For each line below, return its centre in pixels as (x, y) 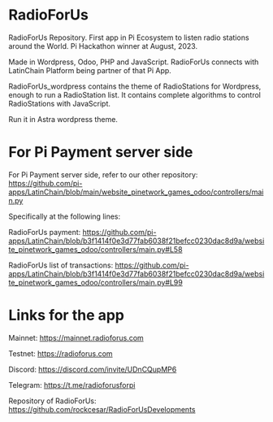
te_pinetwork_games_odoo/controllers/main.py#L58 (95, 249)
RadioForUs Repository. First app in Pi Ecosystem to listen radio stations (129, 37)
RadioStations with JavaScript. (60, 103)
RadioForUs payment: (45, 232)
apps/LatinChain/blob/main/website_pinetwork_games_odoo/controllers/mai (136, 192)
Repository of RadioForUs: (52, 401)
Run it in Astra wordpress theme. (63, 119)
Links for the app (66, 315)
